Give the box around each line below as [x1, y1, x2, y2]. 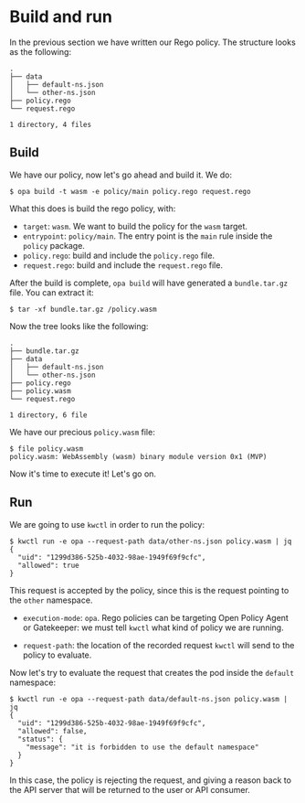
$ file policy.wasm [9, 444, 84, 454]
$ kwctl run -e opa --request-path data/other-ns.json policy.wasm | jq [9, 537, 292, 546]
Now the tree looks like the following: [9, 320, 149, 331]
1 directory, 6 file [9, 410, 89, 420]
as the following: [9, 46, 71, 57]
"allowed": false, [17, 726, 89, 735]
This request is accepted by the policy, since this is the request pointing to [9, 584, 289, 595]
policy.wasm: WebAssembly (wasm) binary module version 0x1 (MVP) [9, 452, 268, 461]
